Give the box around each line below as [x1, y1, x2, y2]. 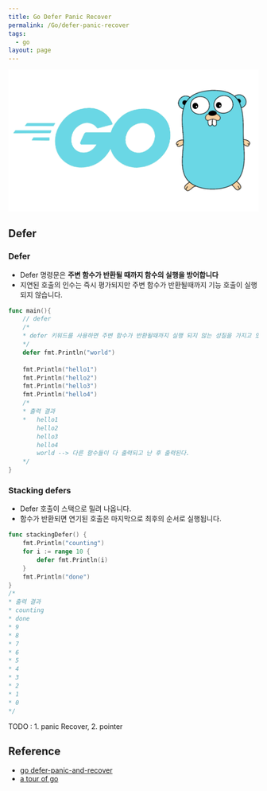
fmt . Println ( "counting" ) [22, 540, 105, 547]
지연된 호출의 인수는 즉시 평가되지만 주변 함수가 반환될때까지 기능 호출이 [19, 279, 243, 290]
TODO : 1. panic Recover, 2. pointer [8, 721, 123, 731]
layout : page [8, 46, 52, 55]
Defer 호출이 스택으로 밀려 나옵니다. [19, 504, 132, 513]
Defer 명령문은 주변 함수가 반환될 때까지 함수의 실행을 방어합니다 [19, 270, 219, 279]
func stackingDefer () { [8, 531, 87, 539]
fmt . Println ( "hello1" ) [22, 365, 98, 373]
